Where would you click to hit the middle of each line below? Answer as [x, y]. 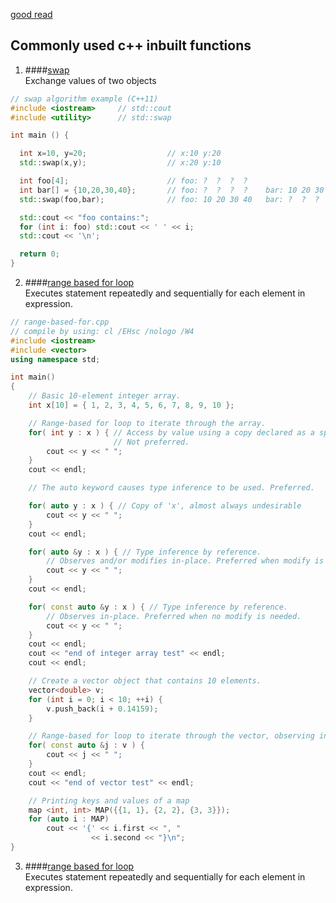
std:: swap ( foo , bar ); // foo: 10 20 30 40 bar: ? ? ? [169, 199]
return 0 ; [39, 254]
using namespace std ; [55, 359]
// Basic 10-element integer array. [105, 396]
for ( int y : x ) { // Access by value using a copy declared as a [171, 432]
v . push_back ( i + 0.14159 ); [102, 709]
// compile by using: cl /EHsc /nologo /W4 [102, 331]
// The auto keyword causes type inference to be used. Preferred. [171, 488]
